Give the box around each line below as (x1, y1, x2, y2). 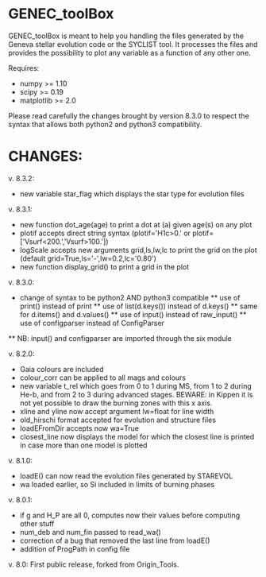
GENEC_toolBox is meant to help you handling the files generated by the (8, 31, 245, 41)
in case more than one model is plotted (19, 440, 148, 450)
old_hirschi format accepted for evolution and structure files (19, 415, 217, 424)
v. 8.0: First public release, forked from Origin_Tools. (8, 560, 179, 569)
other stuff (19, 518, 55, 529)
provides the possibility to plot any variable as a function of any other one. (8, 48, 252, 57)
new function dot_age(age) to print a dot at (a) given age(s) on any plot (19, 219, 253, 229)
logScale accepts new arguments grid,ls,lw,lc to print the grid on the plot (19, 245, 258, 254)
